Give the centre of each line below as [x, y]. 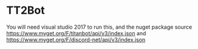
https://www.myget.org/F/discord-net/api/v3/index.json [76, 39]
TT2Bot [26, 10]
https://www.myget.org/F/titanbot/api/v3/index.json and [76, 33]
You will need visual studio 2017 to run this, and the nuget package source [99, 27]
